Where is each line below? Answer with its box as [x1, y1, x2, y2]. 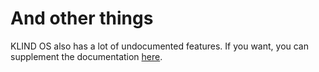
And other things [10, 7, 154, 30]
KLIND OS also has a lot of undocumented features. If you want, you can [10, 40, 310, 52]
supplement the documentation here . [10, 50, 163, 62]
